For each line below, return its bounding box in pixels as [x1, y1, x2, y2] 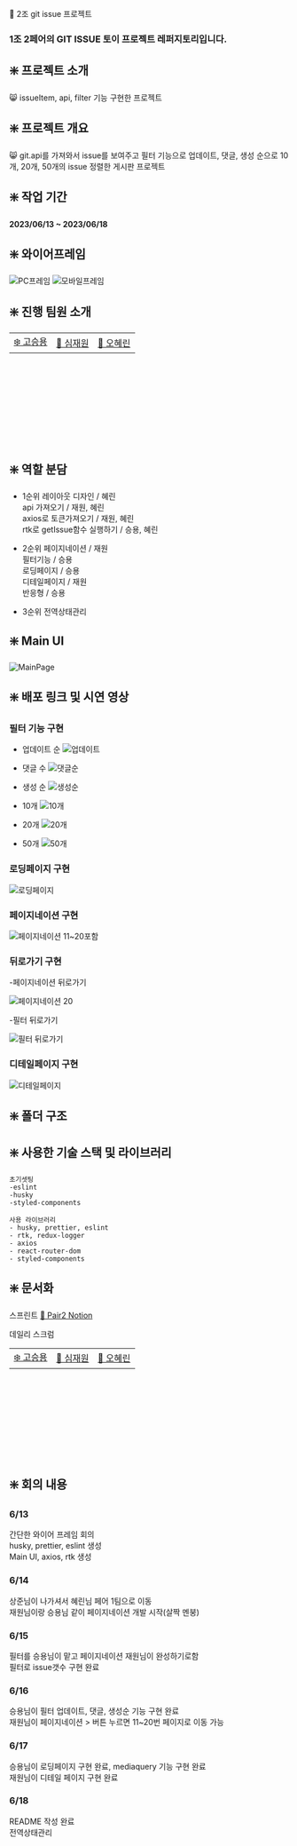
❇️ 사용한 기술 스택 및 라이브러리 [9, 1145, 172, 1161]
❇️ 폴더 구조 [9, 1109, 68, 1124]
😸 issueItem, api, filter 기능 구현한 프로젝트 [9, 92, 162, 103]
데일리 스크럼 [9, 1328, 55, 1339]
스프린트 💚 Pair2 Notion [9, 1310, 93, 1320]
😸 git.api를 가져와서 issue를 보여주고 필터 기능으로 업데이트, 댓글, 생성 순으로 [9, 150, 278, 161]
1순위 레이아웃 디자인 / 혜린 [21, 490, 116, 501]
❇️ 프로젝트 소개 [9, 63, 89, 78]
